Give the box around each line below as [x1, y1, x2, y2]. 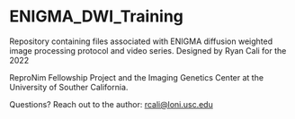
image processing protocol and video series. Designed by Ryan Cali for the [9, 45, 287, 55]
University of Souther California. [9, 81, 129, 92]
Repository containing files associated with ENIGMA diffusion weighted [9, 36, 273, 47]
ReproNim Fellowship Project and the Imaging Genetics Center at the [9, 72, 264, 82]
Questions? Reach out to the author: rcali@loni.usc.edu [9, 98, 213, 109]
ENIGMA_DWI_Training [9, 6, 184, 27]
